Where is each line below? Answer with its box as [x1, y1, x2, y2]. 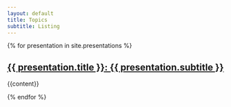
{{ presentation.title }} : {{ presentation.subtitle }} [7, 61, 224, 73]
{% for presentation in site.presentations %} [7, 42, 132, 50]
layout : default [7, 10, 54, 17]
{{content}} [7, 80, 39, 88]
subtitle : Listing [7, 23, 60, 29]
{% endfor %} [7, 93, 47, 102]
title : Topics [7, 16, 48, 23]
